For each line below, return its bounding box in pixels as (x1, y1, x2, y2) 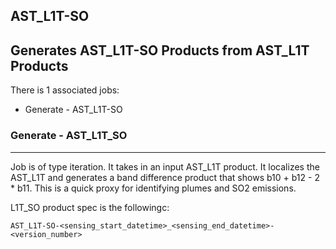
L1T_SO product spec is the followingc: (10, 201, 170, 213)
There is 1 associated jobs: (10, 84, 120, 96)
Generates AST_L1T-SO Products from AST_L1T (10, 42, 310, 59)
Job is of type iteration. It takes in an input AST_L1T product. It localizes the (10, 160, 320, 173)
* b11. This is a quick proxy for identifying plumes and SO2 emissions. (10, 182, 297, 194)
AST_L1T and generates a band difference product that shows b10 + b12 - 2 (10, 171, 320, 183)
